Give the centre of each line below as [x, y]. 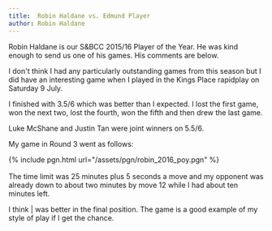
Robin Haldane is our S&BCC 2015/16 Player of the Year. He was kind [123, 46]
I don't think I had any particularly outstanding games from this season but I [135, 71]
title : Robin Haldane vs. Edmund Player [80, 16]
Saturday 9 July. [36, 88]
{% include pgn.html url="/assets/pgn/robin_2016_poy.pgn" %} [114, 160]
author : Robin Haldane [47, 24]
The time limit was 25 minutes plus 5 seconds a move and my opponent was [136, 176]
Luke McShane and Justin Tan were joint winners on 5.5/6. [106, 128]
